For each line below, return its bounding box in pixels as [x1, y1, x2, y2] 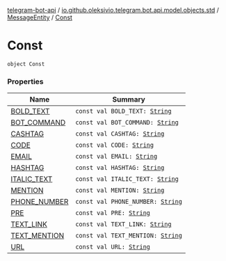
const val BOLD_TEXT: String [75, 107, 172, 116]
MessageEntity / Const [7, 13, 73, 22]
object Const [7, 61, 45, 68]
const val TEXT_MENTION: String [75, 232, 183, 239]
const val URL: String [75, 243, 151, 251]
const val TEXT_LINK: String [75, 221, 172, 228]
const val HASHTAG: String [75, 164, 165, 172]
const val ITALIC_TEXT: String [75, 175, 179, 183]
